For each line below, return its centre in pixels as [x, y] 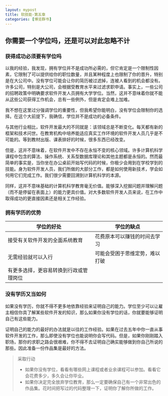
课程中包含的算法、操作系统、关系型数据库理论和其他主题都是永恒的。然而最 [84, 156]
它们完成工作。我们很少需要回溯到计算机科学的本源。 [68, 175]
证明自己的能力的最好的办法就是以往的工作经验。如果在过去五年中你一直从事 [84, 329]
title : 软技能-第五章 [25, 15]
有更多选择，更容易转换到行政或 [45, 270]
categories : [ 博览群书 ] [28, 19]
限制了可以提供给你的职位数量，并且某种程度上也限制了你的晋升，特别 [90, 74]
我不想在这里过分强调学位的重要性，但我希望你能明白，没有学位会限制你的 [82, 110]
